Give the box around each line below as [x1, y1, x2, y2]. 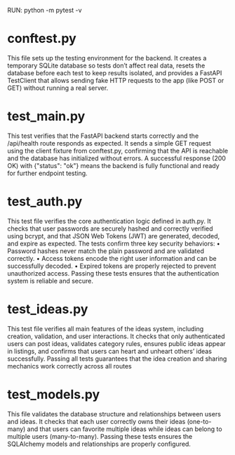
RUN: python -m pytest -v [7, 6, 82, 14]
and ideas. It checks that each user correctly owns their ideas [7, 417, 186, 425]
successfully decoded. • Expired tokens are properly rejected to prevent [7, 262, 216, 270]
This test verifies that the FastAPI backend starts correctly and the [7, 132, 199, 140]
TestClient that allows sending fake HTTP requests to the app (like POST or [7, 76, 224, 84]
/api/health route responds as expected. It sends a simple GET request [7, 139, 212, 147]
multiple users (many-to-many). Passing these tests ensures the [7, 432, 193, 440]
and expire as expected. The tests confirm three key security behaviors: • [7, 239, 221, 248]
